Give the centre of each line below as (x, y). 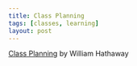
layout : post (30, 31)
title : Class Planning (46, 16)
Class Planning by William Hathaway (68, 54)
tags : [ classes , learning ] (54, 23)
